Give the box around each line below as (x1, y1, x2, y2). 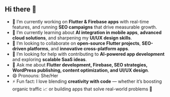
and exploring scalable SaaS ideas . (12, 56, 87, 62)
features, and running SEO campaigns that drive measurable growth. (12, 24, 157, 30)
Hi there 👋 (5, 5, 37, 14)
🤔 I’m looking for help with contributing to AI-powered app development (12, 51, 165, 57)
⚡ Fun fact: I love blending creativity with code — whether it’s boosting (12, 78, 162, 84)
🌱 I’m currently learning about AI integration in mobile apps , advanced (12, 29, 162, 36)
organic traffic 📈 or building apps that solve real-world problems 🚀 (12, 86, 153, 92)
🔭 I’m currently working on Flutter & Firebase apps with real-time (12, 18, 149, 24)
